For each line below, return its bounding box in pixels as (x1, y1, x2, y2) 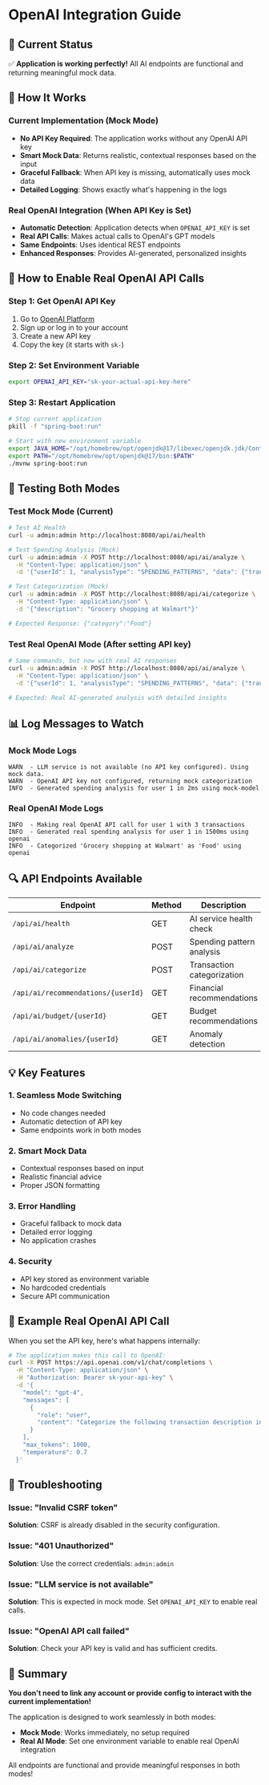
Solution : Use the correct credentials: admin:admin (8, 1559, 175, 1568)
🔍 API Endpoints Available (8, 872, 143, 885)
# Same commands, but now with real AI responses (8, 657, 178, 665)
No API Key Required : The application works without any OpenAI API (19, 133, 248, 143)
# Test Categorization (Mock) (8, 583, 110, 591)
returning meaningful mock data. (8, 68, 116, 77)
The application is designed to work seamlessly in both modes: (8, 1712, 216, 1722)
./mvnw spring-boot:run (8, 459, 88, 467)
